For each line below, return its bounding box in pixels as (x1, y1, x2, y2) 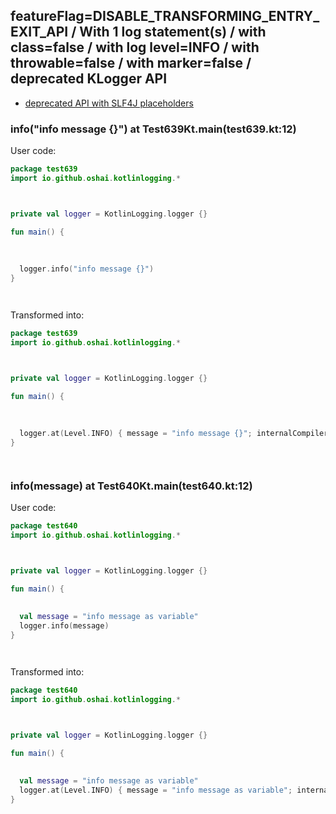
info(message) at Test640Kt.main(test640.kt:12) (10, 479, 253, 493)
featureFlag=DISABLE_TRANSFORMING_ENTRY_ (10, 8, 320, 25)
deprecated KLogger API (10, 70, 168, 88)
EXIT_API (10, 24, 69, 41)
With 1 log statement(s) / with (79, 24, 267, 41)
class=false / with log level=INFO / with (10, 39, 260, 56)
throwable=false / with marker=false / (10, 55, 252, 72)
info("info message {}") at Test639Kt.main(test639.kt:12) (10, 122, 297, 136)
